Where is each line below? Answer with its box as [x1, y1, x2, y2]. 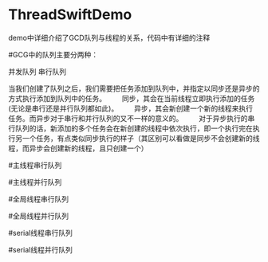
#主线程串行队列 [8, 160, 62, 170]
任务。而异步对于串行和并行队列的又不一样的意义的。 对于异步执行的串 [8, 113, 255, 123]
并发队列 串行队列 [8, 66, 66, 76]
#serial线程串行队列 [8, 228, 73, 237]
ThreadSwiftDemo [8, 6, 132, 24]
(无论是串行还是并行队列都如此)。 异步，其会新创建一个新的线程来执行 [8, 104, 254, 113]
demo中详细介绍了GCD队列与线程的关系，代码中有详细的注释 [8, 33, 211, 42]
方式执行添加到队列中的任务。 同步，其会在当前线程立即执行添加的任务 [8, 93, 255, 103]
